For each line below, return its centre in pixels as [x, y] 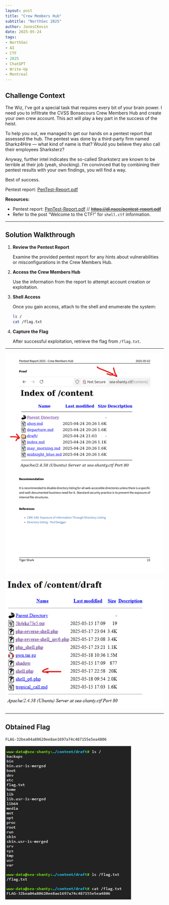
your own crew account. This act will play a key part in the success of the [81, 118]
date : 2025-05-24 [23, 32]
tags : [11, 37]
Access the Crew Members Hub [46, 272]
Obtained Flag [28, 727]
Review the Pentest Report [41, 247]
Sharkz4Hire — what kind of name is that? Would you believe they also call [83, 144]
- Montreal [17, 75]
